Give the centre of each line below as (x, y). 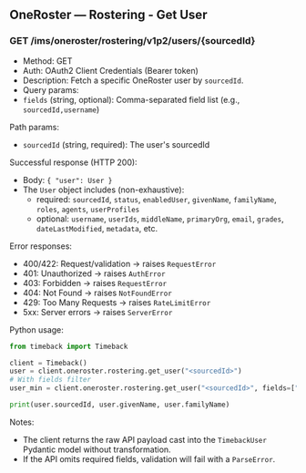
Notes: (22, 422)
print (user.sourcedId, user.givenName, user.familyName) (120, 405)
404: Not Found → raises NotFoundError (97, 293)
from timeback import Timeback (69, 346)
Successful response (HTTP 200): (74, 162)
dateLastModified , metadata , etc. (97, 228)
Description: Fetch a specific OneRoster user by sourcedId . (133, 80)
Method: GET (47, 61)
